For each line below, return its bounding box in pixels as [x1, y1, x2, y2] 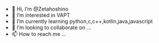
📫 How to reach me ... [11, 31, 66, 37]
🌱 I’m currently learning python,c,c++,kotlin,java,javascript [11, 18, 153, 24]
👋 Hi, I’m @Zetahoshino [11, 6, 69, 12]
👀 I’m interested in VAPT [11, 12, 70, 19]
